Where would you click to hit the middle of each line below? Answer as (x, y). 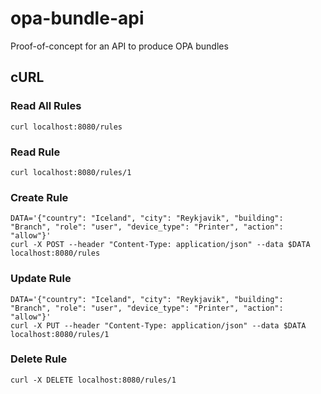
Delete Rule (39, 359)
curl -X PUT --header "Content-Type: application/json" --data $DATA (158, 325)
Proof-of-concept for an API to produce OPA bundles (119, 46)
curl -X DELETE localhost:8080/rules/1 (93, 380)
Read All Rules (46, 106)
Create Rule (39, 197)
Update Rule (41, 279)
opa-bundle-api (77, 18)
